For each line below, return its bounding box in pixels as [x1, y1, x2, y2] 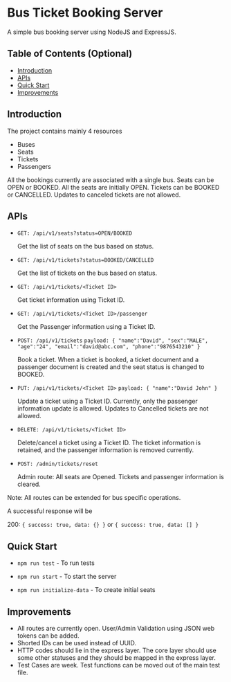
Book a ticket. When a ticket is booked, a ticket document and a [17, 355, 199, 364]
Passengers [17, 162, 52, 170]
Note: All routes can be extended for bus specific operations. [7, 494, 181, 502]
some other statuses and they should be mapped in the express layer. [17, 654, 216, 662]
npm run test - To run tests [17, 559, 95, 567]
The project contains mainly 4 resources [7, 127, 122, 135]
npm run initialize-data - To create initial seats [17, 586, 156, 594]
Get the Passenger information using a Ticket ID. [17, 323, 156, 331]
